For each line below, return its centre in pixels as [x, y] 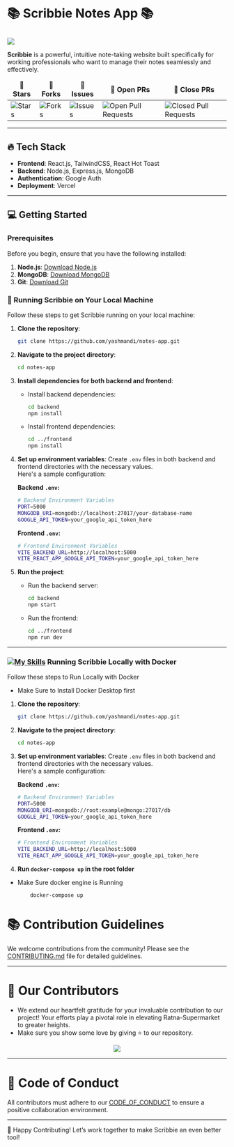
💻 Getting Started [47, 215]
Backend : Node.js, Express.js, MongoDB [76, 171]
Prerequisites [30, 238]
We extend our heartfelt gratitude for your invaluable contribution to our [120, 1010]
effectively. [23, 70]
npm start [42, 605]
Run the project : [41, 572]
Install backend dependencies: [72, 394]
